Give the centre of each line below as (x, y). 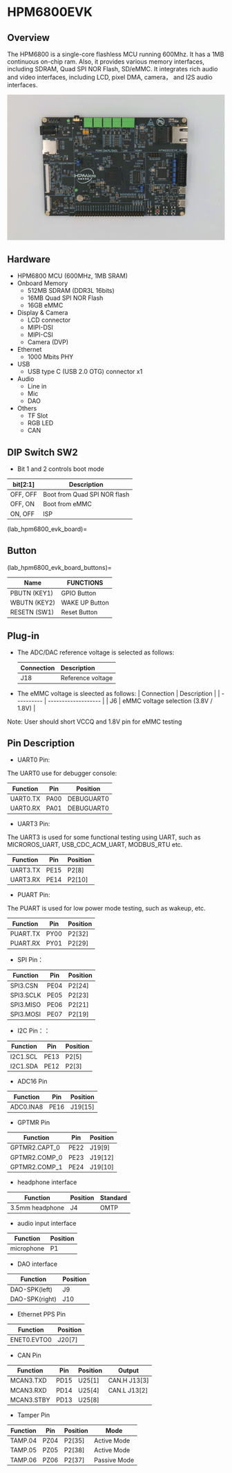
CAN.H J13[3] (129, 1381)
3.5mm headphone (37, 1208)
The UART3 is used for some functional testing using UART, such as (104, 837)
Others (27, 409)
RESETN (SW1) (32, 612)
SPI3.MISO (26, 1005)
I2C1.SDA (24, 1066)
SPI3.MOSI (26, 1015)
